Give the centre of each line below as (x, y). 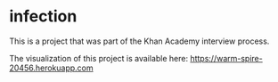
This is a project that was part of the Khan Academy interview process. (139, 41)
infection (43, 16)
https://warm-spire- (226, 58)
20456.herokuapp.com (51, 68)
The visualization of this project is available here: (99, 58)
